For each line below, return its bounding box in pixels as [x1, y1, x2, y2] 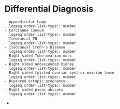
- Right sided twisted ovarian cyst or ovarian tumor [4, 70, 116, 75]
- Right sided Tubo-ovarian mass [4, 53, 72, 58]
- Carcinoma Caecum [4, 28, 44, 32]
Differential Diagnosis [4, 3, 94, 15]
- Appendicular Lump [4, 19, 46, 24]
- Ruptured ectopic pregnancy [4, 78, 66, 83]
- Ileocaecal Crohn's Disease [4, 45, 66, 49]
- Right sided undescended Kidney [4, 62, 75, 66]
